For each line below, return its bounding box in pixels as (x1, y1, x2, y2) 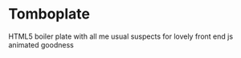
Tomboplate (8, 5, 91, 23)
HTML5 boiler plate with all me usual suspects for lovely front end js (8, 31, 234, 41)
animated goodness (8, 39, 74, 49)
